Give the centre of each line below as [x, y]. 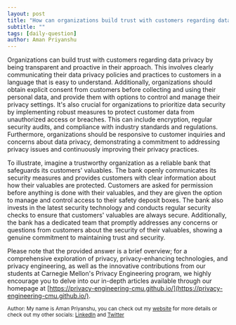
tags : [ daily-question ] [42, 33]
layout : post [26, 14]
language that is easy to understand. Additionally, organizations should [110, 82]
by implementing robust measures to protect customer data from [101, 112]
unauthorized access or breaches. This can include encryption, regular [110, 119]
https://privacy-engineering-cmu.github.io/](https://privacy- [136, 288]
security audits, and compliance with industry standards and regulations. [113, 127]
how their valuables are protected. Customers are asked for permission [110, 185]
